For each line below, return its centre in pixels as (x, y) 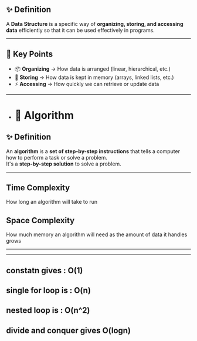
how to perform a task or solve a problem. (57, 157)
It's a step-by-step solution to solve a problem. (64, 164)
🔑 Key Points (30, 54)
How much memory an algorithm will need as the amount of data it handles (97, 234)
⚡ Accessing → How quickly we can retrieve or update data (87, 84)
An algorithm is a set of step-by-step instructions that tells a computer (93, 151)
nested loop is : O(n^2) (48, 311)
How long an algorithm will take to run (52, 202)
